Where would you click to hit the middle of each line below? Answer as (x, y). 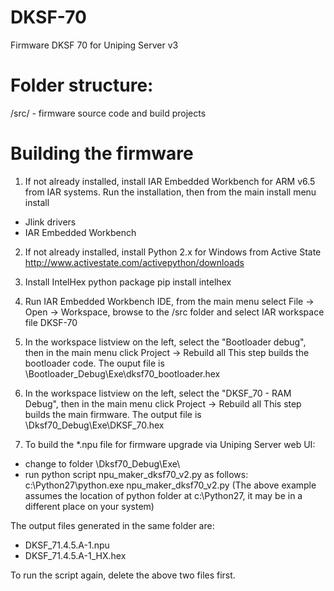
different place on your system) (89, 506)
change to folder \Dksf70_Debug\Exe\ (102, 463)
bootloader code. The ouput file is (94, 363)
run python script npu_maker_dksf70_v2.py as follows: (136, 474)
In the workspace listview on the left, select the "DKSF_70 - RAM (158, 393)
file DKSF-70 (51, 322)
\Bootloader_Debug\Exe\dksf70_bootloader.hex (122, 373)
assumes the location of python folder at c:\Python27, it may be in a (163, 495)
